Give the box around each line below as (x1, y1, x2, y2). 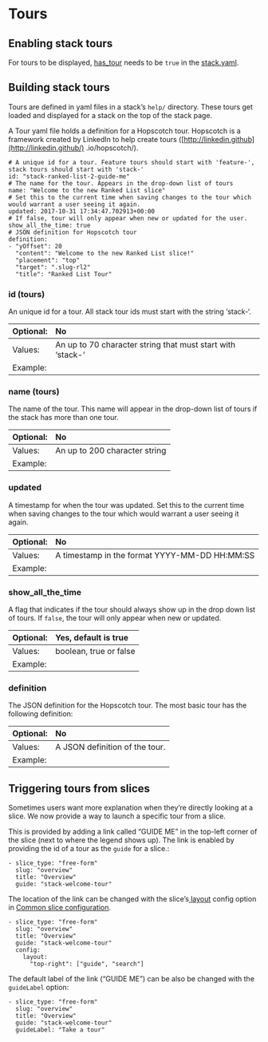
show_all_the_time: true (8, 221, 91, 229)
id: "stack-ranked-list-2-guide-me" (8, 172, 130, 180)
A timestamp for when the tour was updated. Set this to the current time (8, 500, 245, 509)
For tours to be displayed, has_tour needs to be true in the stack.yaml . (8, 57, 239, 67)
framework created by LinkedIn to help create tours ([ (8, 134, 185, 144)
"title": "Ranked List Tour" (15, 270, 112, 278)
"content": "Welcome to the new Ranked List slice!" (15, 249, 195, 257)
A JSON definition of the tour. (55, 742, 166, 753)
